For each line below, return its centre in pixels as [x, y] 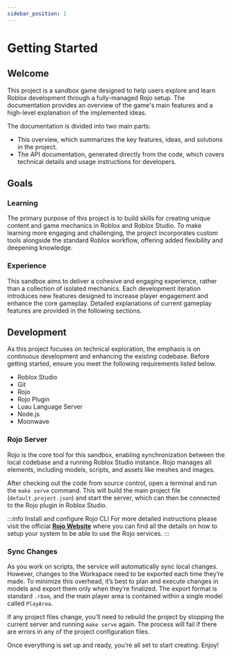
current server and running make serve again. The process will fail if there [112, 624]
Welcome [28, 74]
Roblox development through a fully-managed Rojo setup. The [96, 97]
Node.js [28, 414]
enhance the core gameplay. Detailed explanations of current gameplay [109, 303]
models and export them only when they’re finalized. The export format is [112, 589]
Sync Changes [32, 551]
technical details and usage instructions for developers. [97, 161]
